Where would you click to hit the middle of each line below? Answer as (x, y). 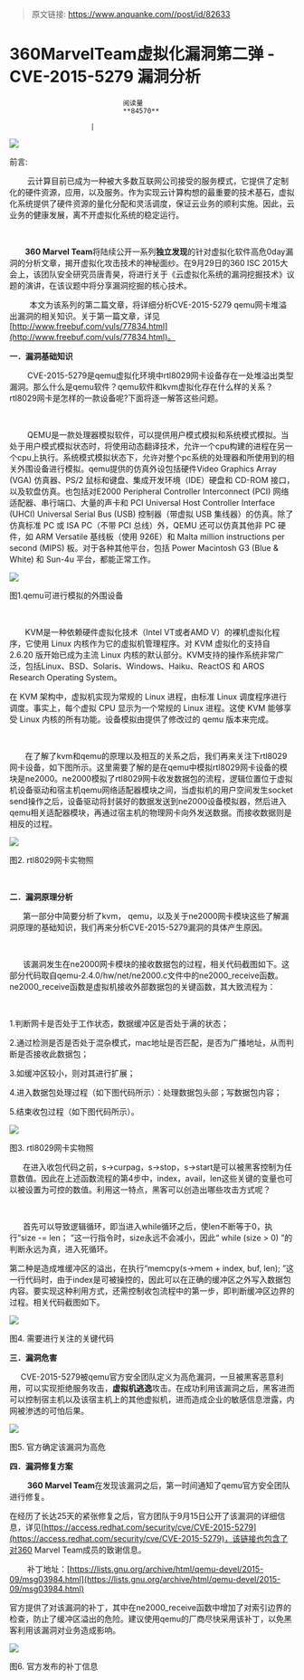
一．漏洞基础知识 (41, 356)
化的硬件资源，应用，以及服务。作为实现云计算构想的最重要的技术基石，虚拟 (152, 192)
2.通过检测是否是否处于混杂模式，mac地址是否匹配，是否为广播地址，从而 (148, 1042)
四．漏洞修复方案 (41, 1466)
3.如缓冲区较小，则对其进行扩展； (72, 1073)
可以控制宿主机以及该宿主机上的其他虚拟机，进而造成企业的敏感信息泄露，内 (152, 1399)
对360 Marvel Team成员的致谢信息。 (78, 1550)
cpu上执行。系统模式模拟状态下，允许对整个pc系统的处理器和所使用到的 (152, 457)
